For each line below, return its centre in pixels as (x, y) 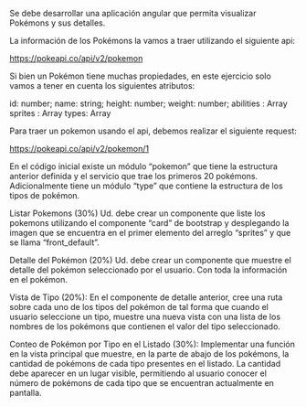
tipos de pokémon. (45, 195)
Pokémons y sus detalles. (58, 23)
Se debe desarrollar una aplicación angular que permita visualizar (133, 13)
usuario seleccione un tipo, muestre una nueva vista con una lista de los (145, 316)
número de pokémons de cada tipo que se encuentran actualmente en (142, 383)
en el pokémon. (39, 279)
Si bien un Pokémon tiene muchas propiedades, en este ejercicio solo (140, 76)
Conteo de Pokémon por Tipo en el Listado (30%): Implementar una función (152, 344)
